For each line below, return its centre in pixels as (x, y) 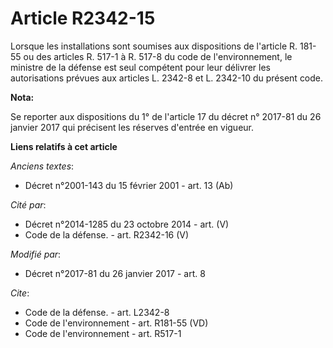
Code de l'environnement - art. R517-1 (103, 333)
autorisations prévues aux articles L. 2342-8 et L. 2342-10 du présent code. (167, 78)
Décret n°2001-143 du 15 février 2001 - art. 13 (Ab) (129, 185)
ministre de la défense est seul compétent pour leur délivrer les (140, 67)
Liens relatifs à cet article (64, 146)
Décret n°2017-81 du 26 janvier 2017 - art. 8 (115, 273)
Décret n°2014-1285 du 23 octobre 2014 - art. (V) (127, 224)
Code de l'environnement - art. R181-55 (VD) (116, 323)
